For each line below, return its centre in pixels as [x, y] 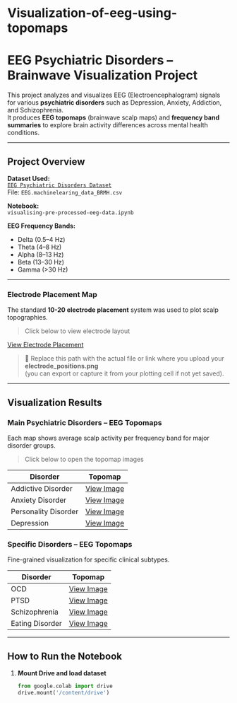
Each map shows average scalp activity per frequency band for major [109, 438]
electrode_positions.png [61, 366]
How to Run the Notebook [65, 656]
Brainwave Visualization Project [103, 75]
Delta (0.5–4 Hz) [41, 239]
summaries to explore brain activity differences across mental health [108, 125]
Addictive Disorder [42, 488]
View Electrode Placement [45, 345]
